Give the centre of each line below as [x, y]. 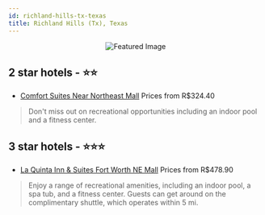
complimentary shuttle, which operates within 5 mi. [113, 203]
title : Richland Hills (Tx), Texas [68, 23]
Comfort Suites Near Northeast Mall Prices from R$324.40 [118, 96]
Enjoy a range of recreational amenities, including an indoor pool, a [139, 185]
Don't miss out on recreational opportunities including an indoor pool [143, 112]
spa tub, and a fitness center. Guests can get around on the [127, 194]
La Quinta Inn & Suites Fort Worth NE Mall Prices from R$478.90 [126, 170]
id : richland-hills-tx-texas [57, 16]
